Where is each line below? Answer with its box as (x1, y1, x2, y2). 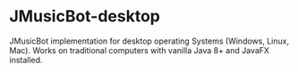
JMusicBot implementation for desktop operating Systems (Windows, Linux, (9, 36, 289, 46)
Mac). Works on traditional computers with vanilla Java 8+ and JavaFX (9, 44, 270, 55)
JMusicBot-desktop (9, 6, 161, 27)
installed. (9, 54, 43, 65)
